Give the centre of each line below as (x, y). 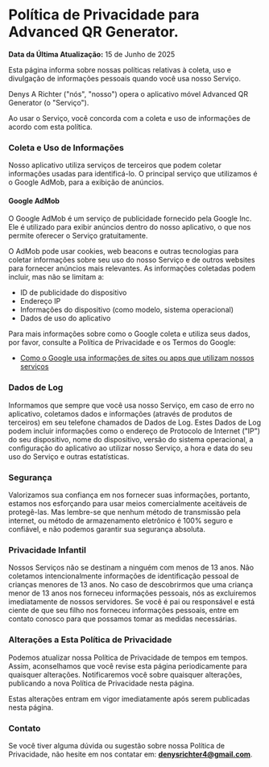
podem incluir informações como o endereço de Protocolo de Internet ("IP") (134, 431)
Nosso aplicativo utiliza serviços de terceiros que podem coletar (115, 165)
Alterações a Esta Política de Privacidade (90, 640)
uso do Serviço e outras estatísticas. (69, 456)
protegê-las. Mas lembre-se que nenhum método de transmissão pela (125, 512)
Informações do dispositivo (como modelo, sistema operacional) (126, 310)
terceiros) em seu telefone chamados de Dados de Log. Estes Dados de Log (135, 422)
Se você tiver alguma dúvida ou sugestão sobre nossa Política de (117, 745)
